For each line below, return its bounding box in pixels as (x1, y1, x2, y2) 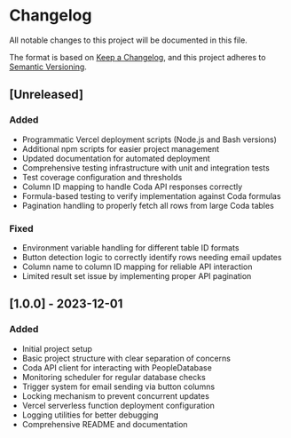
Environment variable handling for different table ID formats (21, 242, 240, 253)
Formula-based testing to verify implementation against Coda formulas (21, 190, 281, 201)
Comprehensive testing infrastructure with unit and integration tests (21, 162, 271, 173)
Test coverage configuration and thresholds (21, 171, 183, 182)
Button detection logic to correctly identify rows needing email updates (21, 251, 282, 262)
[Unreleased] (9, 87, 84, 102)
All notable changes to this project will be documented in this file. (9, 35, 248, 45)
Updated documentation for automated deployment (21, 153, 210, 163)
